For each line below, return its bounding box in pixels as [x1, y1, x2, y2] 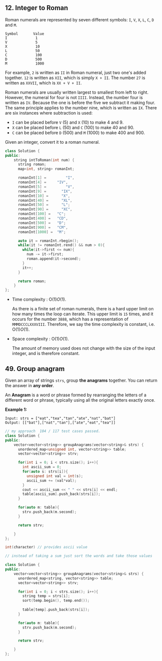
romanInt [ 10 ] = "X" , [17, 193, 70, 198]
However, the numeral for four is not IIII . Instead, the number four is [5, 94, 143, 100]
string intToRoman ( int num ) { [14, 157, 75, 162]
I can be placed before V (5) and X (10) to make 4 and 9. [12, 119, 124, 125]
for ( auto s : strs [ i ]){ [22, 469, 68, 474]
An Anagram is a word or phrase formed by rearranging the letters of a [5, 392, 147, 398]
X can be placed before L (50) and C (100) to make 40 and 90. [12, 124, 134, 130]
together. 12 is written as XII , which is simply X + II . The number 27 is [5, 75, 146, 81]
